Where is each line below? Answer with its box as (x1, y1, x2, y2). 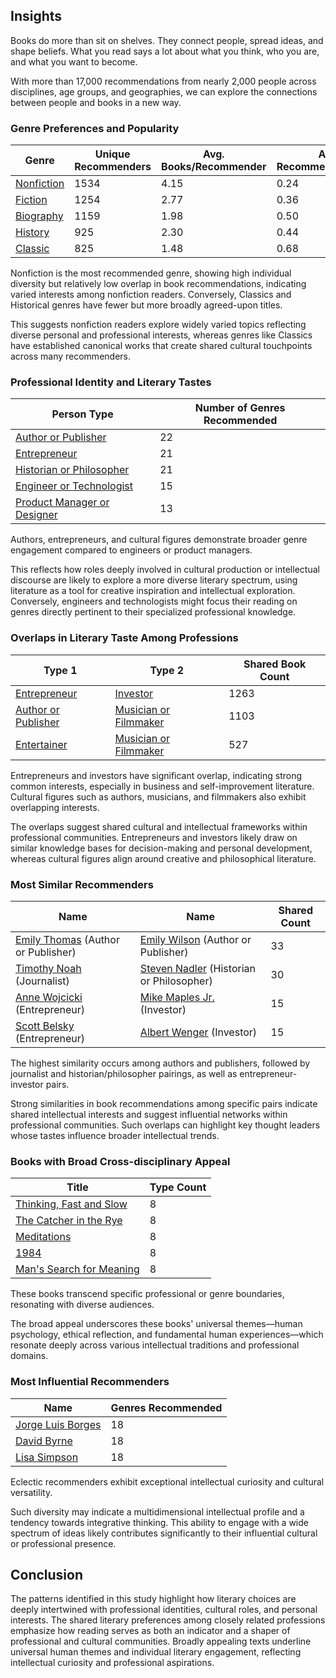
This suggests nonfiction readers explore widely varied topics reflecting (10, 319, 307, 331)
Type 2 (149, 663, 185, 677)
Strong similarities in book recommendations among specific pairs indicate (10, 1098, 318, 1109)
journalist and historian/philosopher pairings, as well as (10, 1068, 238, 1079)
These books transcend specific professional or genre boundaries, (10, 1288, 285, 1300)
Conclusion (10, 1566, 84, 1583)
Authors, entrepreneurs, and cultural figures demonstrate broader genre (10, 534, 308, 546)
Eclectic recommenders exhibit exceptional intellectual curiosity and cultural (10, 1475, 325, 1488)
